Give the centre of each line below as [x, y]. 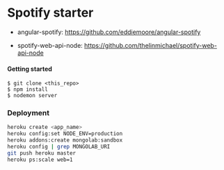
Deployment [29, 113]
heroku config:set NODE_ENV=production [65, 134]
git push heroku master [42, 153]
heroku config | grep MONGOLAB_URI [59, 147]
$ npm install [28, 90]
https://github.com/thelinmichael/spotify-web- [151, 45]
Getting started [30, 69]
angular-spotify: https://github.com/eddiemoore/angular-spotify [109, 32]
